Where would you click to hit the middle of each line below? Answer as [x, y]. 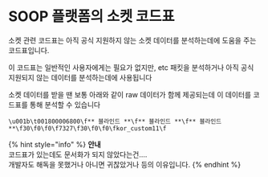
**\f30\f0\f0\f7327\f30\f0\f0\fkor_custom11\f [87, 128]
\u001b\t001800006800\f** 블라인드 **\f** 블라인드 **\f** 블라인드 [115, 121]
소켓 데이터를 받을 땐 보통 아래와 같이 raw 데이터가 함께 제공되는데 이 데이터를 [130, 94]
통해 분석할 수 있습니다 [65, 105]
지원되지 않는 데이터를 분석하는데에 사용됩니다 [80, 77]
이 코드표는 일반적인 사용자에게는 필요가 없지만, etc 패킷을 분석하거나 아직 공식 [131, 67]
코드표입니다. [29, 50]
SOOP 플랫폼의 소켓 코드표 [91, 16]
